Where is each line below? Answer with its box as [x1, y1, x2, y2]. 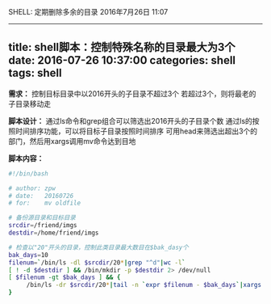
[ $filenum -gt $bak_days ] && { [8, 273, 121, 281]
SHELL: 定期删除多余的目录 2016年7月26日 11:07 [8, 7, 169, 16]
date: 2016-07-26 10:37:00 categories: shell [8, 53, 236, 67]
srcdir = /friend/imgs [8, 222, 78, 230]
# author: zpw [8, 184, 56, 192]
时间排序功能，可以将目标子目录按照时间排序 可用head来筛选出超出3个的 [15, 126, 258, 136]
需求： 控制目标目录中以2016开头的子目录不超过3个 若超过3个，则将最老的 [8, 88, 256, 99]
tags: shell [8, 66, 62, 80]
